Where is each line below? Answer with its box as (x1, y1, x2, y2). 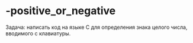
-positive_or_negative (5, 4, 116, 18)
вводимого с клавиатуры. (5, 29, 71, 37)
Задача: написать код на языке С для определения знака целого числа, (5, 24, 188, 31)
